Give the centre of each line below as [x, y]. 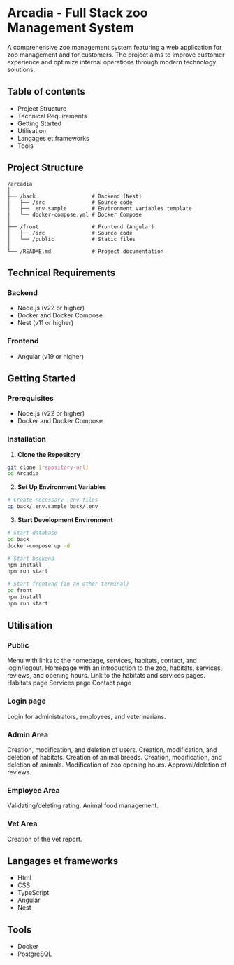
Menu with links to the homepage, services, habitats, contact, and [102, 661]
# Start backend [31, 559]
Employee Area [34, 790]
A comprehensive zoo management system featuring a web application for [115, 47]
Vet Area [22, 823]
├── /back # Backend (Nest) [74, 196]
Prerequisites [30, 398]
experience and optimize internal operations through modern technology [112, 62]
